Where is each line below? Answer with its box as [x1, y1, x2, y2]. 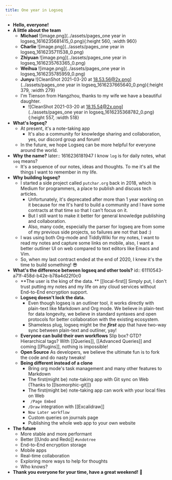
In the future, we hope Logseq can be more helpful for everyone [20, 142, 156, 148]
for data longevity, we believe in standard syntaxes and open [28, 311, 157, 317]
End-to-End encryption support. [20, 289, 89, 295]
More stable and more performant [20, 431, 92, 437]
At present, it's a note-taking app [20, 125, 91, 131]
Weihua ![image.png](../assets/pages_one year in [20, 65, 125, 71]
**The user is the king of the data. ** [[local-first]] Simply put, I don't [20, 278, 167, 284]
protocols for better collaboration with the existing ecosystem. [28, 316, 160, 322]
